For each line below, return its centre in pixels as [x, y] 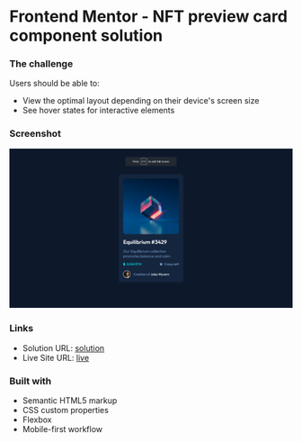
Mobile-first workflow [62, 428]
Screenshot [35, 134]
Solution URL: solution [63, 347]
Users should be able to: [55, 84]
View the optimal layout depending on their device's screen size [141, 101]
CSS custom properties [66, 410]
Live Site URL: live [56, 357]
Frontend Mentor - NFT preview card [148, 17]
